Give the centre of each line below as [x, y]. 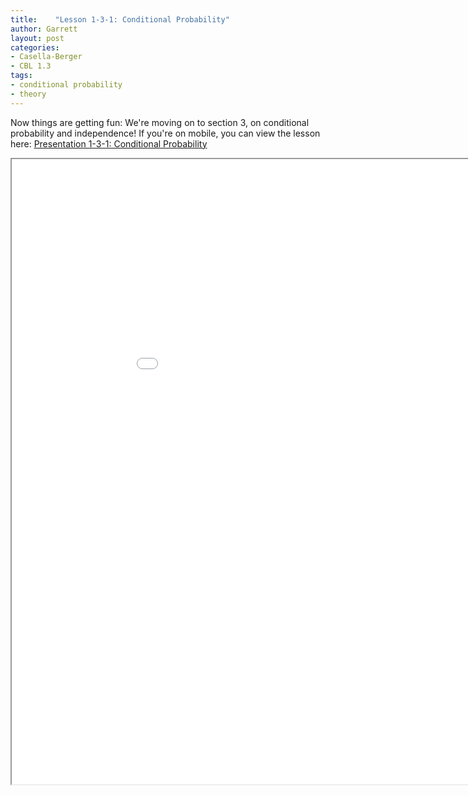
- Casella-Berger [46, 57]
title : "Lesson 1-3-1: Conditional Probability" [120, 19]
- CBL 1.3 [31, 66]
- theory [28, 94]
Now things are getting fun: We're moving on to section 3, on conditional [160, 122]
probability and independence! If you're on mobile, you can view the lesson [165, 133]
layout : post [37, 38]
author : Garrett [44, 29]
